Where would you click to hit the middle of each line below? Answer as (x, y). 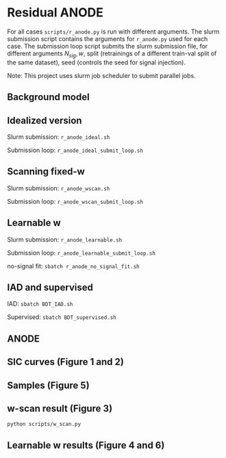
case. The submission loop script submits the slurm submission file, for (108, 46)
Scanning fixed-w (46, 171)
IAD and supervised (50, 287)
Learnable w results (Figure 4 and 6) (86, 445)
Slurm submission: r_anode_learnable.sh (65, 239)
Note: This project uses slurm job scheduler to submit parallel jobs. (102, 75)
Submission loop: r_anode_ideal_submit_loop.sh (75, 150)
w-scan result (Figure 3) (60, 408)
